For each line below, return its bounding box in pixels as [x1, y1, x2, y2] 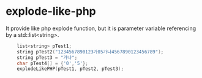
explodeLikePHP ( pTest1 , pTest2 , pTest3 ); [17, 66, 124, 72]
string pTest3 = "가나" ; [17, 54, 78, 61]
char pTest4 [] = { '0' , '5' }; [17, 60, 88, 66]
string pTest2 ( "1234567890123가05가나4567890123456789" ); [17, 49, 164, 55]
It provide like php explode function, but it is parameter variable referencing [6, 25, 196, 32]
